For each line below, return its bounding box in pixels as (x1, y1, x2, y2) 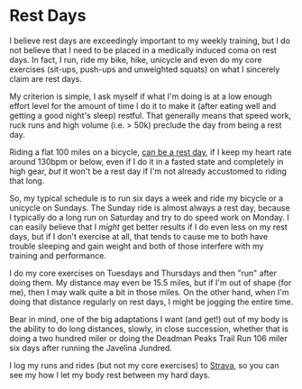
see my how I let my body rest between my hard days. (9, 369, 210, 380)
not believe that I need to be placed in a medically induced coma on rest (9, 44, 278, 55)
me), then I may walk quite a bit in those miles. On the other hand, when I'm (9, 286, 290, 297)
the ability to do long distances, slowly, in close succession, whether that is (9, 323, 288, 334)
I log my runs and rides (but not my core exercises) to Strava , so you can (9, 359, 279, 370)
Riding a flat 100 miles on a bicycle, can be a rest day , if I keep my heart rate (9, 146, 292, 158)
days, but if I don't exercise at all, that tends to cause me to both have (9, 231, 269, 241)
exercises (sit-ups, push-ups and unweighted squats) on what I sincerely (9, 64, 280, 75)
